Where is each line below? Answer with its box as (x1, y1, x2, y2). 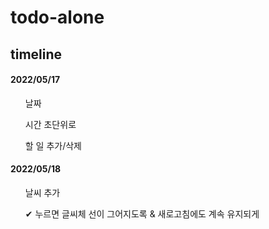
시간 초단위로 (24, 118, 77, 130)
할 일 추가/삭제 (24, 139, 82, 151)
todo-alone (10, 6, 105, 29)
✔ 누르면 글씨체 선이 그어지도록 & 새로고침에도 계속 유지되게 (24, 207, 260, 220)
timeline (10, 46, 63, 63)
